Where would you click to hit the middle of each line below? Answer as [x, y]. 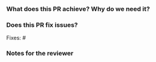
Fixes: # [16, 38]
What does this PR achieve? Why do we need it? [78, 9]
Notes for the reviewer [40, 54]
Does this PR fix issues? [42, 24]
